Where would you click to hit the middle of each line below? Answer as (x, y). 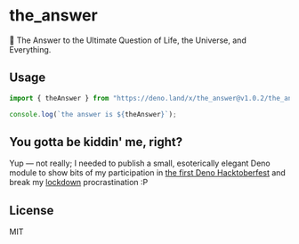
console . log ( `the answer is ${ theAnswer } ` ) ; (93, 114)
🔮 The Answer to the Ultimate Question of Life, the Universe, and (128, 40)
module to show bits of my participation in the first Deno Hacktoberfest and (148, 173)
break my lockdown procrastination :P (79, 183)
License (32, 210)
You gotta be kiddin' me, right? (96, 142)
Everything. (30, 49)
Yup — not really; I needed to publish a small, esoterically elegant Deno (140, 163)
